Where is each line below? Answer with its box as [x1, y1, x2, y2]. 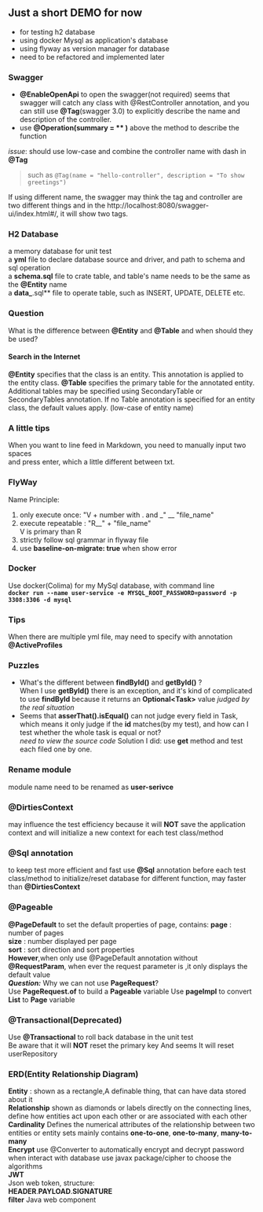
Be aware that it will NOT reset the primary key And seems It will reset [8, 1041, 234, 1050]
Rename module [8, 764, 72, 775]
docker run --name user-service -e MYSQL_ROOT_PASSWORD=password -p [8, 589, 237, 597]
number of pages [8, 927, 64, 938]
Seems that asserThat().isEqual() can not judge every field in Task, [19, 711, 239, 721]
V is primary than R [19, 527, 82, 536]
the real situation [19, 703, 75, 712]
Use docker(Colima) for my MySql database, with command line [8, 581, 215, 590]
